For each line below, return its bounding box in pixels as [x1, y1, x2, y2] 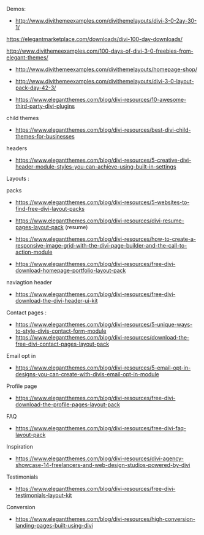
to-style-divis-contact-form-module [15, 327, 107, 335]
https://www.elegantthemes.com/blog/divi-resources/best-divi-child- [15, 126, 191, 134]
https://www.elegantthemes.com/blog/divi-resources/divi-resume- [15, 217, 185, 224]
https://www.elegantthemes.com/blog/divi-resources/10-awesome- [15, 96, 187, 103]
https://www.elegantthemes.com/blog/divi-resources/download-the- [15, 334, 190, 341]
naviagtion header [6, 279, 52, 286]
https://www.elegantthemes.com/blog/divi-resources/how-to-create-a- [15, 235, 196, 243]
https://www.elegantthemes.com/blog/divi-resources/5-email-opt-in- [15, 364, 191, 371]
